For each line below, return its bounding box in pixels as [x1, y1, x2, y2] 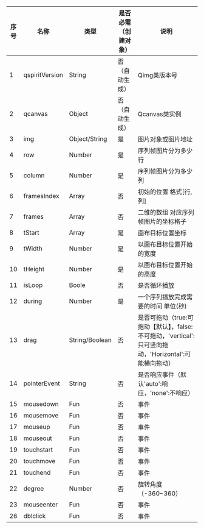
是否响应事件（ [137, 371, 181, 378]
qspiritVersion [23, 71, 64, 79]
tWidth [23, 244, 42, 252]
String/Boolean [69, 336, 112, 344]
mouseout [23, 434, 53, 442]
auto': [145, 380, 162, 388]
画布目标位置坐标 [137, 229, 187, 237]
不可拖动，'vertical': [137, 332, 195, 340]
